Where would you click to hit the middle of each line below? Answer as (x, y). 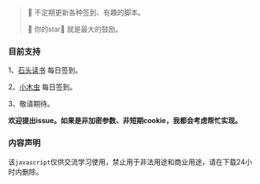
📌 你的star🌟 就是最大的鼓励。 (75, 29)
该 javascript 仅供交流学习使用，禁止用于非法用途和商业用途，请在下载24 (127, 162)
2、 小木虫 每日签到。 (43, 87)
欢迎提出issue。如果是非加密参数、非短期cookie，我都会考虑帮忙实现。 (125, 121)
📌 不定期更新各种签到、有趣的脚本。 (86, 12)
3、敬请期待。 (31, 104)
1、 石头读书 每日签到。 (45, 70)
